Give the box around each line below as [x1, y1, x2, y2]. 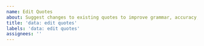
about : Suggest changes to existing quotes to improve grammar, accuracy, [6, 14, 200, 20]
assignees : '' [6, 31, 42, 37]
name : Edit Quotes [6, 8, 53, 15]
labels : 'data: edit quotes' [6, 25, 80, 32]
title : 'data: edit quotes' [6, 20, 78, 26]
